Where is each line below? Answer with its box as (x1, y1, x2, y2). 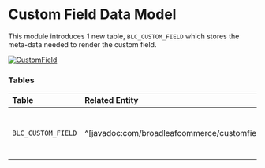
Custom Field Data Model (8, 5, 177, 24)
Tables (8, 75, 35, 86)
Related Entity (84, 95, 139, 106)
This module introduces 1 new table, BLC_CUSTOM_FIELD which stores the (8, 31, 240, 41)
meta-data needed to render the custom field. (8, 39, 157, 49)
